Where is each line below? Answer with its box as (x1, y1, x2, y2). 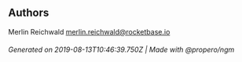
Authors (8, 6, 49, 20)
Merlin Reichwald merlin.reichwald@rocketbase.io (8, 27, 170, 36)
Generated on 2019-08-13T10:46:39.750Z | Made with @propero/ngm (8, 45, 235, 54)
